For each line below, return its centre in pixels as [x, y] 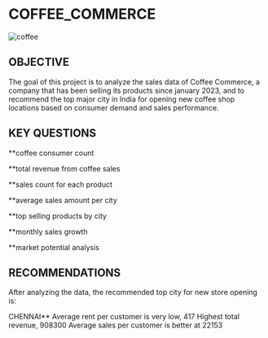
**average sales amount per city [63, 200]
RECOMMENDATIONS [65, 273]
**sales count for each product [60, 184]
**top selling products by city [58, 215]
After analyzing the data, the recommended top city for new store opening [133, 292]
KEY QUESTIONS [53, 134]
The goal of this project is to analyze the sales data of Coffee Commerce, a [134, 81]
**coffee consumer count [51, 153]
